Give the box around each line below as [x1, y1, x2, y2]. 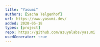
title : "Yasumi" [5, 7, 38, 12]
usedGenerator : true [5, 35, 48, 40]
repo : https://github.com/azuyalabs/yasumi [5, 30, 96, 35]
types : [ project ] [5, 25, 41, 30]
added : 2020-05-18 [5, 21, 43, 26]
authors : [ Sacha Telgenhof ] [5, 12, 63, 17]
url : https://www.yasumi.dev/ [5, 16, 67, 21]
